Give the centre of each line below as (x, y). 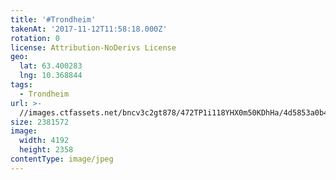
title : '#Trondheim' (53, 19)
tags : (21, 85)
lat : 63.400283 (51, 66)
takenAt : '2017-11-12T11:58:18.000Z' (89, 29)
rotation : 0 (35, 38)
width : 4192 (44, 141)
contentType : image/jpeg (62, 159)
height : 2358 (46, 150)
